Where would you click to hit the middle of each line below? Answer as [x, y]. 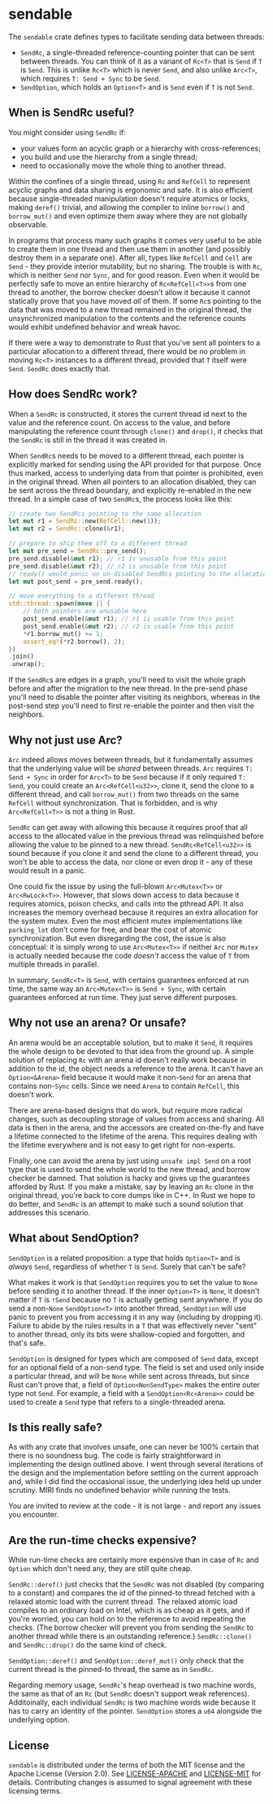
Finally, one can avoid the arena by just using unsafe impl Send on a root [130, 1161]
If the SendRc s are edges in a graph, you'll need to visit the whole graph [127, 680]
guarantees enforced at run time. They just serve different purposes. [123, 997]
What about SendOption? [74, 1238]
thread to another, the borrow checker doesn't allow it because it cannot [129, 292]
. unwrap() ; [27, 665]
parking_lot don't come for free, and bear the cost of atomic [110, 930]
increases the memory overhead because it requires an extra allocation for [133, 912]
